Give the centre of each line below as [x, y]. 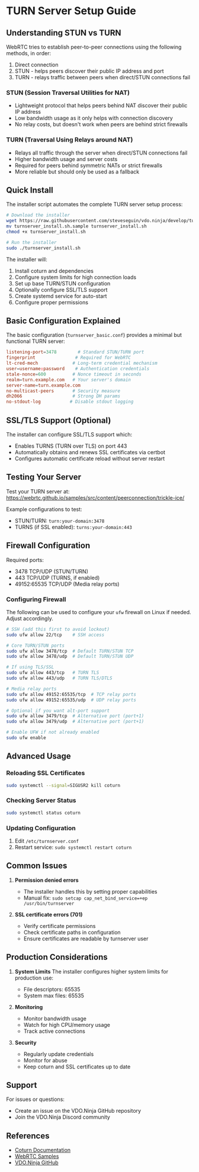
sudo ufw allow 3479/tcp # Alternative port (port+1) [75, 716]
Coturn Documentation [43, 1150]
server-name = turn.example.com [44, 385]
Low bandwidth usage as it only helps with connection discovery [94, 118]
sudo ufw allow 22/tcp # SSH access [55, 635]
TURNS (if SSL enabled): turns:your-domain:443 [73, 527]
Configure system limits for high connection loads [76, 277]
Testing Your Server [44, 477]
